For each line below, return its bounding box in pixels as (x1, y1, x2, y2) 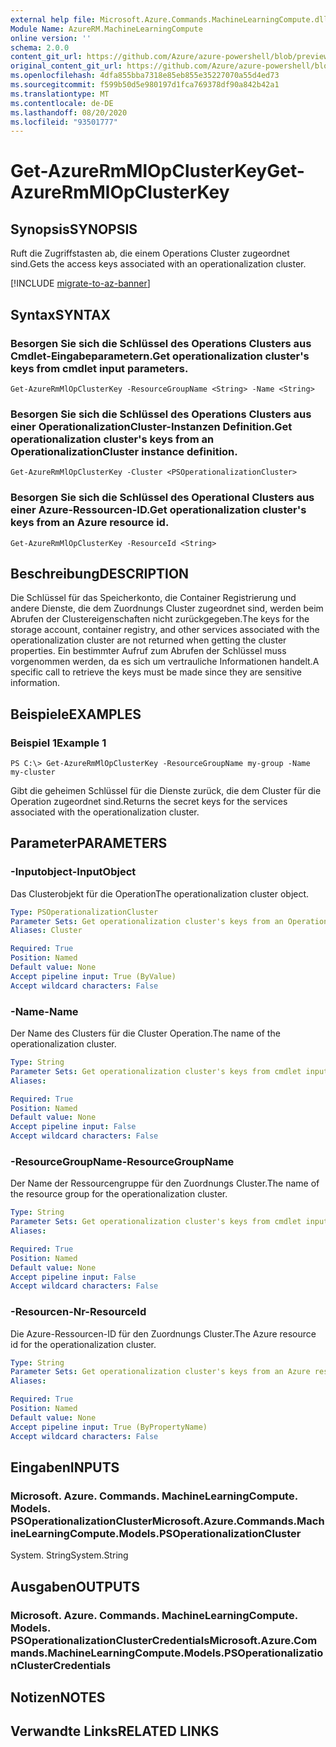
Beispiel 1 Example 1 (10, 736, 107, 750)
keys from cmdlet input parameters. (10, 361, 189, 375)
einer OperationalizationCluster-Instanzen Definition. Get (10, 419, 293, 433)
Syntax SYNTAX (10, 306, 112, 323)
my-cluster (10, 767, 56, 778)
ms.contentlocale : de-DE (10, 98, 114, 108)
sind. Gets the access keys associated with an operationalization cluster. (10, 258, 307, 270)
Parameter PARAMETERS (10, 835, 168, 852)
